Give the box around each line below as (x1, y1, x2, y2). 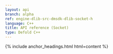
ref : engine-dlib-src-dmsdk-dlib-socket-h (5, 16, 93, 21)
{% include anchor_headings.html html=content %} (5, 44, 109, 49)
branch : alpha (5, 12, 34, 17)
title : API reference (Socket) (5, 26, 69, 30)
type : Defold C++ (5, 30, 41, 35)
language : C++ (5, 21, 34, 26)
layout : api (5, 7, 29, 12)
